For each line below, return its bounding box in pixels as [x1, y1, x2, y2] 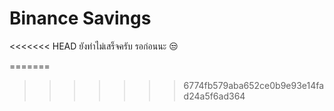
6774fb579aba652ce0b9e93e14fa [183, 79, 325, 91]
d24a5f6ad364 [183, 90, 246, 102]
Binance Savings [9, 7, 152, 30]
